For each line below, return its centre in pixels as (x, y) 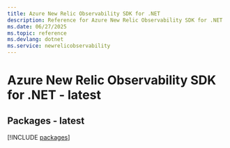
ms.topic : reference (37, 33)
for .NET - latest (54, 95)
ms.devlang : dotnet (36, 40)
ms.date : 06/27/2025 (37, 26)
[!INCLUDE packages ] (39, 137)
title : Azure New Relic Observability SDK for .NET (84, 14)
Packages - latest (46, 121)
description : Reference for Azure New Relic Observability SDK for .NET (115, 20)
